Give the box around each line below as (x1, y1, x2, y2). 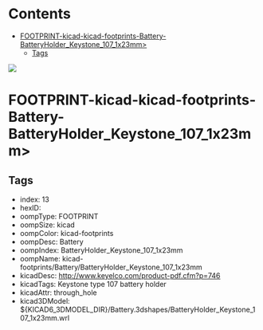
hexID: (19, 202, 41, 212)
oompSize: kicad (19, 220, 76, 230)
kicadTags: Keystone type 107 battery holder (19, 279, 167, 289)
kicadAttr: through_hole (19, 288, 97, 297)
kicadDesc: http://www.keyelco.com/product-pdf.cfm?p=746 (19, 270, 221, 280)
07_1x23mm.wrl (19, 312, 70, 323)
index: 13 (19, 194, 49, 204)
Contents (8, 5, 72, 23)
